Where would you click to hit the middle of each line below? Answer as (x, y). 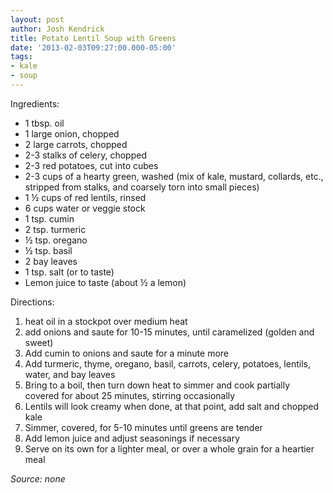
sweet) (39, 342)
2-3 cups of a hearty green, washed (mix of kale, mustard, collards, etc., (174, 176)
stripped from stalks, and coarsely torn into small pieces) (142, 187)
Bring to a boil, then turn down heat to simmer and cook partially (157, 385)
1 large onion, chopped (72, 133)
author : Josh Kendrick (57, 29)
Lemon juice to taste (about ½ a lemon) (105, 282)
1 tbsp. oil (44, 123)
